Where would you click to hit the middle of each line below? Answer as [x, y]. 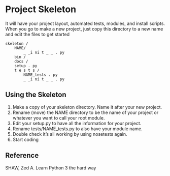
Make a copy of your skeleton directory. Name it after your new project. [87, 107]
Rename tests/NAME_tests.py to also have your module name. [78, 129]
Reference [22, 155]
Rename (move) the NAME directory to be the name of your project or [86, 112]
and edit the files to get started [38, 34]
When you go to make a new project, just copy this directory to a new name [84, 28]
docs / [21, 61]
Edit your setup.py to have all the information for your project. [77, 123]
